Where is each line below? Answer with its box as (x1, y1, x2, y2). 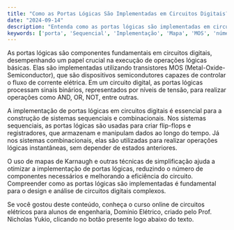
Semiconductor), (7, 71, 56, 79)
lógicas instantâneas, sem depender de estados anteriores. (7, 144, 178, 152)
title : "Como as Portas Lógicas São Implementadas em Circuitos (7, 10, 198, 17)
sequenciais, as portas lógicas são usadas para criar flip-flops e (7, 121, 192, 130)
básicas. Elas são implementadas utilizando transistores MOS (7, 63, 183, 72)
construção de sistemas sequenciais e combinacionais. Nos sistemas (7, 114, 207, 123)
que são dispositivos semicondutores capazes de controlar (56, 71, 226, 79)
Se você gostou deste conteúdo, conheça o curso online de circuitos (7, 200, 205, 209)
